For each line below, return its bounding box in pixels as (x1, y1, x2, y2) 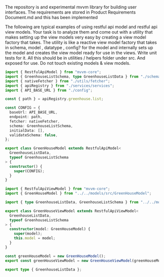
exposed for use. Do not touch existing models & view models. (5, 60, 131, 66)
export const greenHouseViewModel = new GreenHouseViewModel (5, 258, 132, 263)
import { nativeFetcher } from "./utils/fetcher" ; (5, 79, 110, 83)
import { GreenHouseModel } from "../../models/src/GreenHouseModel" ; (5, 191, 152, 196)
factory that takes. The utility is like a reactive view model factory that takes (5, 40, 157, 45)
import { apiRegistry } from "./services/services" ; (5, 83, 115, 88)
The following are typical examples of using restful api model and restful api (5, 24, 158, 30)
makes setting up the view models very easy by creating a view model (5, 34, 146, 40)
